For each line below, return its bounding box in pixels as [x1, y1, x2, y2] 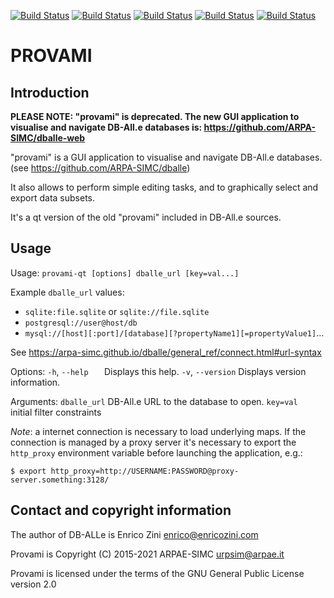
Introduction [10, 84, 90, 101]
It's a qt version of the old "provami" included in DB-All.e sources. [10, 211, 282, 223]
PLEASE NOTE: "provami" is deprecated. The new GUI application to [10, 111, 300, 122]
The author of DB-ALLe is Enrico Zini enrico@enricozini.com [10, 528, 259, 540]
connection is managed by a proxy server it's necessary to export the [10, 436, 297, 448]
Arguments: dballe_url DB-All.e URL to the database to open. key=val [10, 395, 298, 407]
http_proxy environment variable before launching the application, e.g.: [10, 446, 303, 459]
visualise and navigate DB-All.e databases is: [10, 121, 203, 133]
